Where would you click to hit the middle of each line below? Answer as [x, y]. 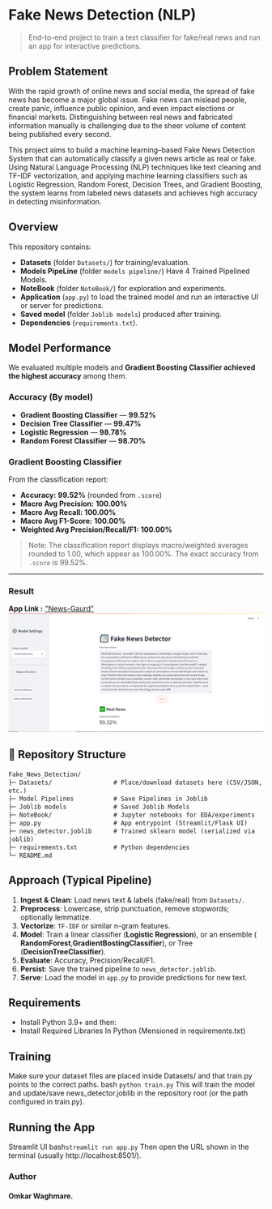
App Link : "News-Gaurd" [51, 609]
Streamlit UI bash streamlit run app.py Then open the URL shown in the [129, 1147]
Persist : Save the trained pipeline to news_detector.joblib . [118, 969]
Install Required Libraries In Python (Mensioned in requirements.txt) [133, 1031]
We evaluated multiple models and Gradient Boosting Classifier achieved [132, 367]
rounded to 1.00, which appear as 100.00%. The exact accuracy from [143, 554]
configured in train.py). [47, 1102]
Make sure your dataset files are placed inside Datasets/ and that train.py [130, 1076]
